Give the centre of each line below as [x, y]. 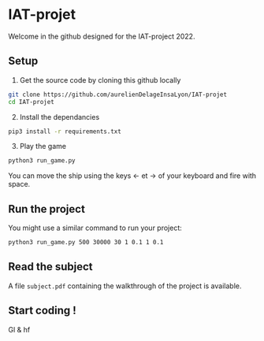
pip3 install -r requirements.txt [65, 132]
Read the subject [50, 267]
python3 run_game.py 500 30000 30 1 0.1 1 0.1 [86, 243]
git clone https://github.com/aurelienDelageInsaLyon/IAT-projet [117, 95]
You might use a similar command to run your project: [95, 228]
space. [19, 184]
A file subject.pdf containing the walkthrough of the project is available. [125, 286]
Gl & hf [19, 329]
